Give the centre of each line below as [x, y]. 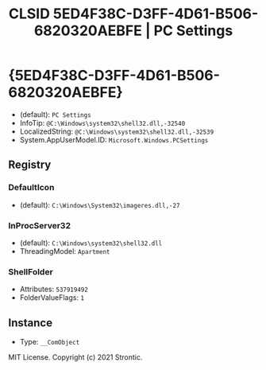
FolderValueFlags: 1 [52, 298]
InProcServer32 [40, 225]
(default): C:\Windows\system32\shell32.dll [91, 243]
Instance [31, 323]
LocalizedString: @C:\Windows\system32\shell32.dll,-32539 [117, 131]
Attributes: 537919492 [54, 289]
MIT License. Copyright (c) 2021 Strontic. [75, 357]
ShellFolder [31, 271]
